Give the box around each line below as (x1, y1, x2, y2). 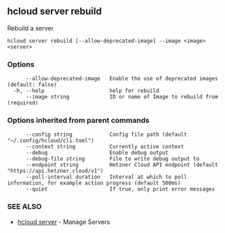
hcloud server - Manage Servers (17, 218, 111, 226)
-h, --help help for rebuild (13, 87, 159, 94)
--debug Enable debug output (25, 149, 169, 157)
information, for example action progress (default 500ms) (7, 180, 181, 187)
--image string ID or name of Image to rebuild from (25, 94, 218, 101)
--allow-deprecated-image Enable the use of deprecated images (25, 76, 218, 83)
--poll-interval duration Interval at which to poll (25, 173, 188, 181)
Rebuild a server (7, 24, 54, 32)
